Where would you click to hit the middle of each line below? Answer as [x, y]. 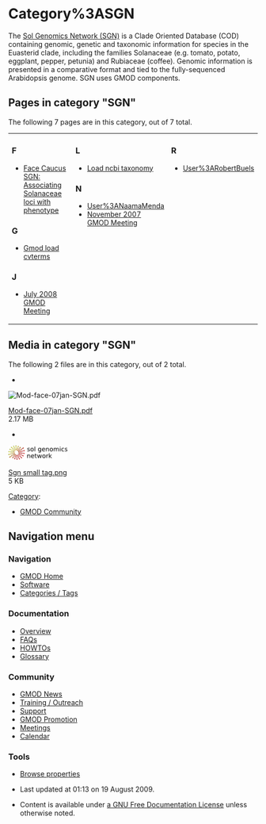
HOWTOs [35, 648]
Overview [35, 630]
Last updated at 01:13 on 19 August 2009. [87, 789]
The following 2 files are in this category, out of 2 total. [97, 364]
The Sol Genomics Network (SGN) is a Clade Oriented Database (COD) [124, 36]
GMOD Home [41, 577]
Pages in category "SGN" [72, 103]
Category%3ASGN [71, 14]
